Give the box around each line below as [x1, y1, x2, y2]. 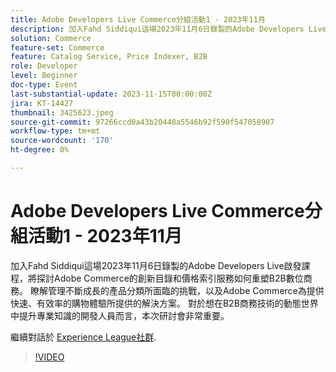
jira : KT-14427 [10, 98, 74, 108]
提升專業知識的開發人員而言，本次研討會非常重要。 [18, 309, 230, 321]
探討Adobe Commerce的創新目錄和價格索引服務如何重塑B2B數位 [36, 272, 304, 284]
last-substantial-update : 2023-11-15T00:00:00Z [10, 89, 213, 99]
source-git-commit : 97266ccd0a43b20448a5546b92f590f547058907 [10, 117, 275, 127]
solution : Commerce [10, 33, 92, 43]
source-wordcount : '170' [10, 136, 114, 146]
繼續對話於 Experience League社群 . [10, 331, 157, 343]
